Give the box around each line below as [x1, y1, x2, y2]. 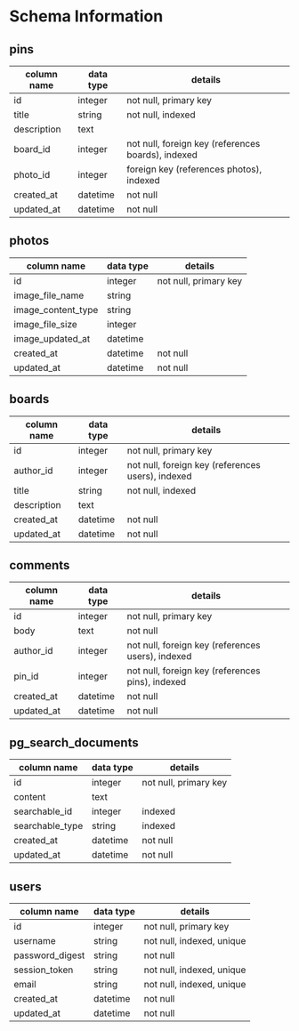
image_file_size [13, 318, 77, 330]
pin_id [13, 670, 39, 682]
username [13, 935, 56, 947]
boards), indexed [126, 149, 198, 161]
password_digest [13, 949, 85, 962]
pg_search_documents [9, 735, 140, 750]
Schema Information [9, 6, 164, 27]
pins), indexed [126, 676, 187, 689]
